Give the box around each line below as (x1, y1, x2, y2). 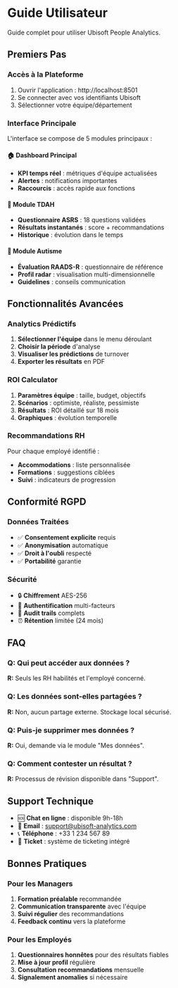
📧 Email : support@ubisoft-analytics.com (17, 822, 137, 830)
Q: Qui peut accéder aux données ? (7, 658, 130, 668)
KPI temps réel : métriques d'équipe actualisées (17, 169, 158, 177)
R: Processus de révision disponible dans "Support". (7, 775, 159, 783)
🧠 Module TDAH (7, 200, 55, 208)
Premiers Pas (7, 49, 67, 61)
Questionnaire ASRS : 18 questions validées (17, 216, 146, 224)
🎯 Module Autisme (7, 246, 63, 255)
